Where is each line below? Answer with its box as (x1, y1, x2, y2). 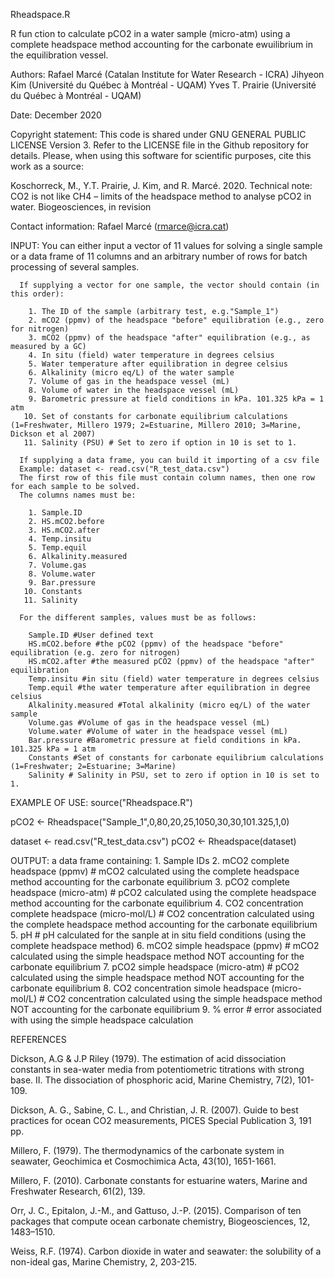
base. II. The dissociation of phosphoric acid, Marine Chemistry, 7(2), (10, 1074, 296, 1086)
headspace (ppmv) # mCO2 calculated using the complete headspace (10, 865, 300, 877)
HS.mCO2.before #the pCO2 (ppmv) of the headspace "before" (28, 639, 284, 649)
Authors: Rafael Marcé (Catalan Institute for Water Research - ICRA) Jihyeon (10, 69, 325, 80)
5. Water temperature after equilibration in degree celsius (28, 359, 288, 369)
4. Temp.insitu (28, 534, 92, 544)
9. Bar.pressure (28, 578, 97, 588)
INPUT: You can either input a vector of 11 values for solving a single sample (10, 240, 323, 251)
